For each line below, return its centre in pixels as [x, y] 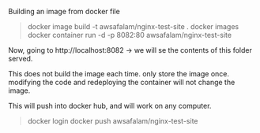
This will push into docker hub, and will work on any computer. [110, 106]
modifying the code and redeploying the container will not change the [122, 82]
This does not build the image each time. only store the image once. [119, 74]
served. [21, 59]
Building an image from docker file [64, 11]
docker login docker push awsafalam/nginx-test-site [113, 121]
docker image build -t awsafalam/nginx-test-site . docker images [133, 26]
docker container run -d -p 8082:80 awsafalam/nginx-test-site [129, 35]
